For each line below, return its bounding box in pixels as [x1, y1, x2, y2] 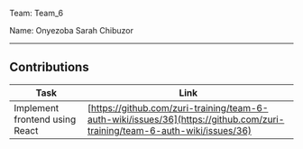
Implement [14, 101, 60, 114]
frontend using [14, 113, 77, 126]
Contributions [9, 60, 89, 75]
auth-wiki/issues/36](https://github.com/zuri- [87, 113, 285, 126]
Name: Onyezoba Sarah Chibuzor [9, 25, 133, 35]
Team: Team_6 [9, 8, 64, 18]
